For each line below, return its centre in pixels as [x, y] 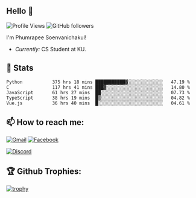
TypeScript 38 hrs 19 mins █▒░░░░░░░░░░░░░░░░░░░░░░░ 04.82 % [98, 98]
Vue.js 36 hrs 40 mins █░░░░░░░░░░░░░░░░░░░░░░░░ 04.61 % [98, 103]
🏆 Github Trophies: [44, 171]
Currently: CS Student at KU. [50, 49]
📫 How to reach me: [45, 122]
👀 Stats [20, 68]
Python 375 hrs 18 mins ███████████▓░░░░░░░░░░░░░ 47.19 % [98, 82]
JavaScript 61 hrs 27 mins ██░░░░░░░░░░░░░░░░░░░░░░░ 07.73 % [98, 92]
